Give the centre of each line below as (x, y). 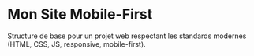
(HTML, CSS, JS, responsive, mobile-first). (77, 44)
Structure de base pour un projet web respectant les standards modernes (127, 36)
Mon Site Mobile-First (80, 14)
